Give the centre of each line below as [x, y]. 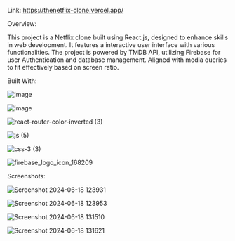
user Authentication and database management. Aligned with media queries [117, 60]
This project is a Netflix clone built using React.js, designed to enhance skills [118, 37]
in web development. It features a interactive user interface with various [111, 45]
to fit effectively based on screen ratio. [63, 67]
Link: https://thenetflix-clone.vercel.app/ [66, 10]
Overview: [22, 24]
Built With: [22, 81]
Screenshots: [26, 176]
